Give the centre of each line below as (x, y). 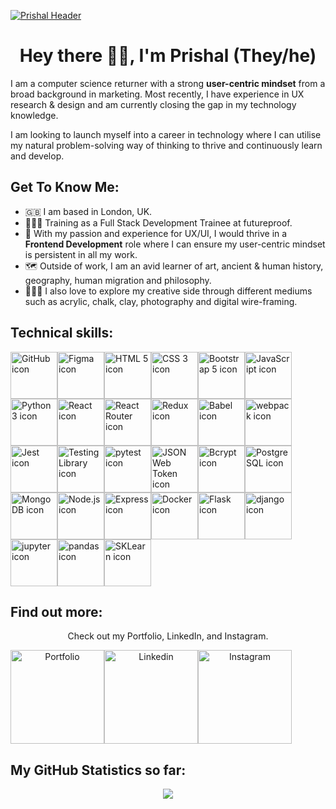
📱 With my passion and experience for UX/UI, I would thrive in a (156, 233)
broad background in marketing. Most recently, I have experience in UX (157, 94)
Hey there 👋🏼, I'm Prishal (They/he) (168, 56)
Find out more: (56, 611)
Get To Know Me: (65, 187)
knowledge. (34, 115)
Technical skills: (62, 333)
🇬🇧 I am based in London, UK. (88, 211)
